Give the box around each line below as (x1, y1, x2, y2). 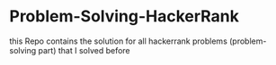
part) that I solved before (38, 45, 130, 55)
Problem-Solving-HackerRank (9, 6, 240, 27)
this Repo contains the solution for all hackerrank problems (9, 36, 227, 46)
